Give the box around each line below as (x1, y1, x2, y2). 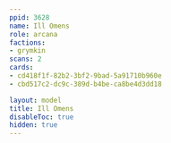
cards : (9, 63, 34, 72)
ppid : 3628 (9, 13, 50, 22)
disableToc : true (9, 113, 74, 122)
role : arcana (9, 29, 58, 38)
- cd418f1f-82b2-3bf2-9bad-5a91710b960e (9, 71, 163, 80)
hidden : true (9, 121, 58, 130)
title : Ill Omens (9, 104, 74, 113)
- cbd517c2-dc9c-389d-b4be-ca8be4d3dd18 (9, 80, 163, 88)
